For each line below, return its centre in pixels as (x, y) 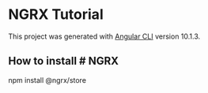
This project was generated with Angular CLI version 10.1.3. (104, 36)
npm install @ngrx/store (47, 80)
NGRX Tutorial (56, 15)
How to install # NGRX (63, 61)
